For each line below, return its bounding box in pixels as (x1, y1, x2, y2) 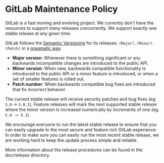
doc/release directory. (5, 152, 51, 158)
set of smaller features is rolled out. (12, 76, 85, 82)
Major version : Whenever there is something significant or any (12, 54, 141, 60)
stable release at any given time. (5, 30, 71, 36)
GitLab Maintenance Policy (5, 3, 118, 15)
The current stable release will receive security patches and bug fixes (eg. (5, 96, 157, 102)
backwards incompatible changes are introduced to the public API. (12, 60, 149, 66)
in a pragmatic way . (22, 45, 62, 51)
